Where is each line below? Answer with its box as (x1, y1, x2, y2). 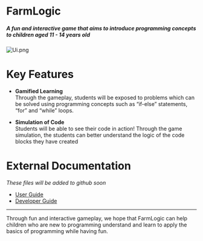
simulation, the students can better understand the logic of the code (14, 131, 185, 139)
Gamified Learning (14, 88, 63, 95)
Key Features (6, 68, 74, 81)
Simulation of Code (14, 119, 65, 126)
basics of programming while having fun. (6, 228, 108, 235)
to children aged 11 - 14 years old (6, 31, 91, 38)
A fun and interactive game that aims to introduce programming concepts (6, 24, 196, 31)
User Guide (14, 191, 43, 198)
